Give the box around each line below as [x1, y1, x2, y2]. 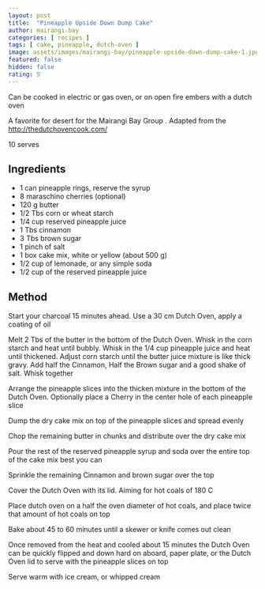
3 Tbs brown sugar [19, 234, 82, 244]
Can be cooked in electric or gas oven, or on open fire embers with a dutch [8, 92, 252, 101]
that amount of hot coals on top [8, 509, 110, 519]
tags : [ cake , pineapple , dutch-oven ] [8, 41, 140, 49]
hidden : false [8, 63, 55, 71]
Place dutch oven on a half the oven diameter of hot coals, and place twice [8, 501, 252, 511]
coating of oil [8, 319, 51, 329]
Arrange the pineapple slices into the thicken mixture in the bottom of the [8, 384, 246, 394]
